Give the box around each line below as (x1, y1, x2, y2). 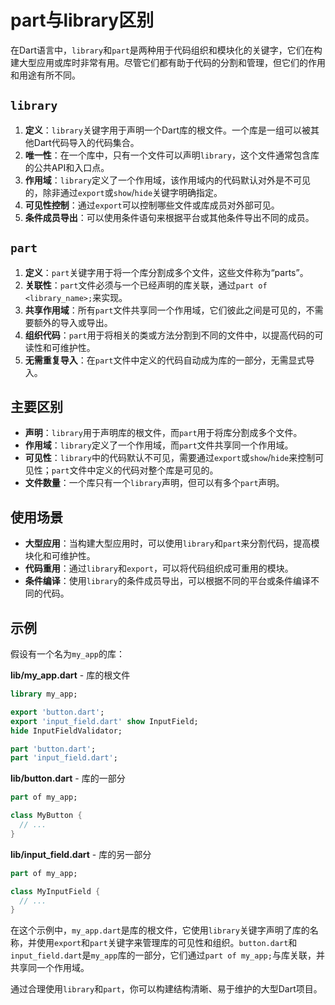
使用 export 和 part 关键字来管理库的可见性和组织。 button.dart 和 (36, 937, 298, 949)
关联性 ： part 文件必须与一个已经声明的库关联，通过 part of (24, 279, 268, 291)
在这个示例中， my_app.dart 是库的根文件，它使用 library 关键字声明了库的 (10, 924, 310, 936)
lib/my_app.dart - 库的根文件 (10, 669, 131, 681)
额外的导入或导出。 (33, 316, 113, 328)
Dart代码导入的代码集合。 (33, 136, 140, 148)
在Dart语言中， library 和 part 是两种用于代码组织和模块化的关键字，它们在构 (10, 44, 323, 56)
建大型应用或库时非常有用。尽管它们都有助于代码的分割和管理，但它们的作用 (10, 56, 326, 68)
